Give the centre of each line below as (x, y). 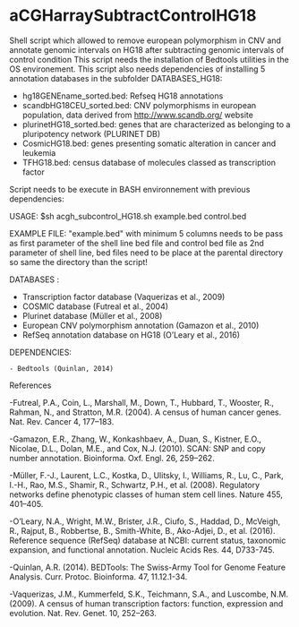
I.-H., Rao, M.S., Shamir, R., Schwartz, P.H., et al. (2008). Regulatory (135, 485)
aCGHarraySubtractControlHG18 (133, 16)
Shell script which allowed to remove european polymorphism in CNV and (145, 40)
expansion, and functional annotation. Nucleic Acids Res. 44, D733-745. (142, 550)
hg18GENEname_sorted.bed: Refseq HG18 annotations (123, 96)
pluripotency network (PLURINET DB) (91, 133)
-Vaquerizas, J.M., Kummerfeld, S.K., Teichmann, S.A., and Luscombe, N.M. (149, 594)
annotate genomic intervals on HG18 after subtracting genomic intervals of (147, 49)
